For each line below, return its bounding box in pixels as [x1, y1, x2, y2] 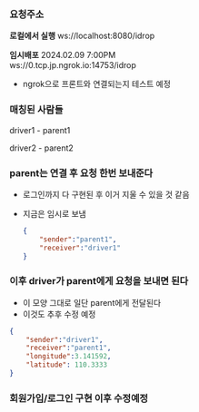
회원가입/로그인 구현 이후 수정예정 [9, 392, 148, 405]
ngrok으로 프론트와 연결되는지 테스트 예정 [22, 79, 171, 90]
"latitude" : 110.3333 [25, 360, 107, 369]
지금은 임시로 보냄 [22, 208, 86, 219]
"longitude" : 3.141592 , [25, 352, 112, 361]
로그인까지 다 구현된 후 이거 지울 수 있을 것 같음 [22, 189, 190, 200]
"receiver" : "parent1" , [25, 343, 112, 353]
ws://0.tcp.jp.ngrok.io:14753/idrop [9, 60, 136, 71]
